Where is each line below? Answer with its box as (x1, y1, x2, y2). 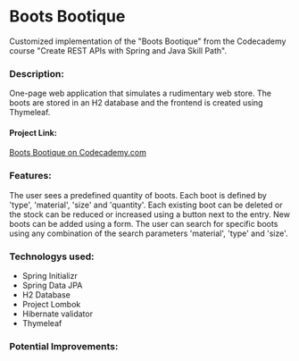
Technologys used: (9, 250, 95, 263)
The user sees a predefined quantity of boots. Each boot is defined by (9, 189, 268, 200)
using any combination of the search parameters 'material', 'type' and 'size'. (9, 228, 288, 239)
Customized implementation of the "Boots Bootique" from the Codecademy (9, 36, 287, 46)
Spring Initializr (21, 271, 78, 281)
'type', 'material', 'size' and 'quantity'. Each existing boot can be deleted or (9, 199, 283, 210)
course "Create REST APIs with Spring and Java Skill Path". (9, 45, 228, 55)
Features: (9, 170, 52, 182)
